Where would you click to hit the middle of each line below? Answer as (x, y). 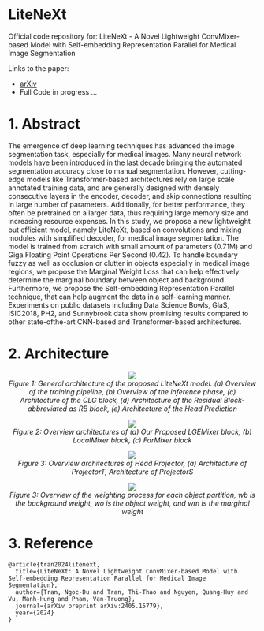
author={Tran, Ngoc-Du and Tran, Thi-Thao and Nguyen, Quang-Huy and (132, 592)
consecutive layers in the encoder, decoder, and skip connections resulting (130, 196)
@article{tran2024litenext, (54, 564)
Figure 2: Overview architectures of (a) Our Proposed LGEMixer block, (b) (132, 431)
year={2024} (35, 613)
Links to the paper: (39, 68)
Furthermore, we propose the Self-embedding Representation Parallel (121, 288)
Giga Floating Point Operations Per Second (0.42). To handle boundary (123, 255)
